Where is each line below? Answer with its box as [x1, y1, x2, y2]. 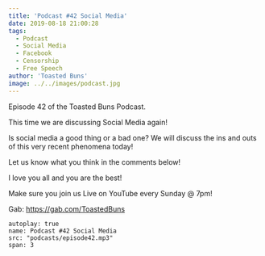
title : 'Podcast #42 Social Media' [8, 11, 128, 20]
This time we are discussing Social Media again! [8, 117, 168, 127]
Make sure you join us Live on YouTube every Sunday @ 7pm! [8, 188, 213, 198]
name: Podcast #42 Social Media [8, 227, 117, 235]
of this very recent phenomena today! [8, 141, 134, 151]
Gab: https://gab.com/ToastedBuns [8, 204, 126, 214]
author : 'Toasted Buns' [8, 72, 89, 80]
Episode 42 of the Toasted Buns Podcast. [8, 102, 147, 111]
